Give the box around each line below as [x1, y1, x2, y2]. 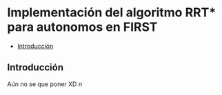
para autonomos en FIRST [7, 19, 158, 35]
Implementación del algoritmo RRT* [7, 5, 216, 21]
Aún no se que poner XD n [7, 80, 83, 88]
